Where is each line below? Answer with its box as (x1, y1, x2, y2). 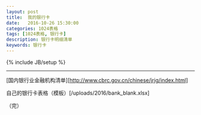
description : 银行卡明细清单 (6, 37, 73, 43)
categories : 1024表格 (6, 25, 59, 32)
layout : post (6, 8, 39, 15)
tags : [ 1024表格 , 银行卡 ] (6, 31, 66, 37)
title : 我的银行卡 (6, 14, 50, 20)
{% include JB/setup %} (6, 58, 66, 66)
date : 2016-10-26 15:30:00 (6, 20, 79, 26)
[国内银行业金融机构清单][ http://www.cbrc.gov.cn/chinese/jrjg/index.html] (6, 76, 188, 84)
